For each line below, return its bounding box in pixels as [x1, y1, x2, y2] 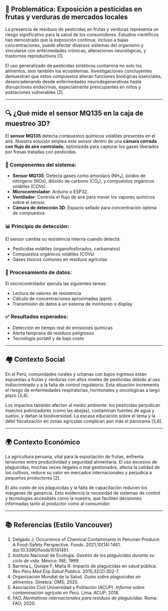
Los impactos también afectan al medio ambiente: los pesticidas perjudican [5, 402, 161, 408]
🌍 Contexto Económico [5, 438, 80, 446]
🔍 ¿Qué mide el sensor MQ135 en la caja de [5, 109, 143, 118]
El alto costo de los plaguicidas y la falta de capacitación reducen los [5, 485, 147, 491]
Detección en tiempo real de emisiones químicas [12, 325, 113, 331]
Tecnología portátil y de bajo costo [12, 335, 84, 341]
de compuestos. [12, 210, 46, 216]
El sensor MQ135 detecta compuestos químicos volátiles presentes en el [5, 132, 155, 138]
